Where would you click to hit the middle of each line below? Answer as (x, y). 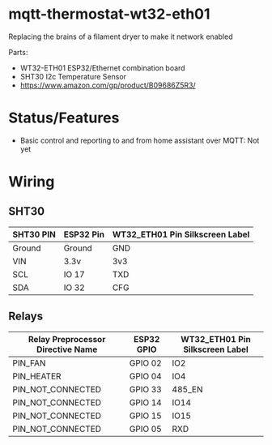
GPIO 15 (145, 416)
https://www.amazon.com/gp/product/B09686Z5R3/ (108, 85)
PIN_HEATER (37, 376)
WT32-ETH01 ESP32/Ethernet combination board (102, 68)
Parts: (18, 52)
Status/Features (64, 118)
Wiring (32, 182)
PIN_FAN (29, 363)
